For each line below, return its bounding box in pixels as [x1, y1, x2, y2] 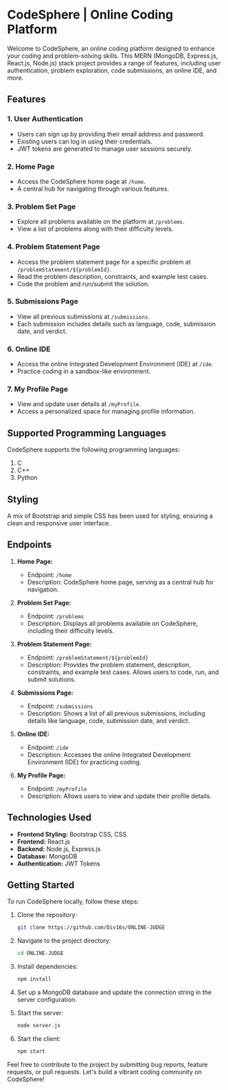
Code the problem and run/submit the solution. [16, 280, 150, 288]
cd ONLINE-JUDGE [16, 950, 64, 957]
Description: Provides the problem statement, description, [27, 660, 191, 669]
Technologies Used [7, 812, 91, 824]
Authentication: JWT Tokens [16, 859, 101, 868]
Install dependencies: [16, 963, 78, 971]
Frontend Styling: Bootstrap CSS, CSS [16, 830, 127, 838]
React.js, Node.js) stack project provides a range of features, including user [7, 59, 221, 67]
